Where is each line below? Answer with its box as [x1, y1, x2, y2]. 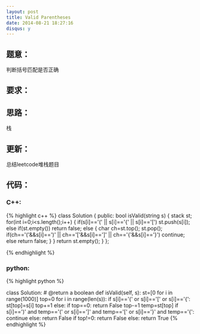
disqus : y [6, 25, 31, 32]
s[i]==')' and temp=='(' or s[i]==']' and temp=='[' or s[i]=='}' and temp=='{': [6, 308, 195, 315]
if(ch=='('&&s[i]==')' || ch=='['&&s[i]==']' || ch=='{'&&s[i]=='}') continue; [6, 231, 185, 238]
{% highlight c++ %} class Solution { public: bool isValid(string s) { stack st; [6, 212, 192, 219]
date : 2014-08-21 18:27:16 [6, 20, 74, 26]
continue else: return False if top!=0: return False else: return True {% [6, 315, 178, 322]
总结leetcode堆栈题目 [6, 161, 60, 168]
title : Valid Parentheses [6, 14, 71, 20]
